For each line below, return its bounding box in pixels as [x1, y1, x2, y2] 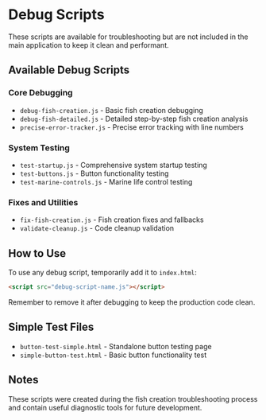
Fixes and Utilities [8, 196, 79, 208]
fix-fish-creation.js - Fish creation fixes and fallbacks [19, 215, 204, 224]
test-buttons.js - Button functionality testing [19, 169, 169, 178]
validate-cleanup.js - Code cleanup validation [19, 224, 175, 233]
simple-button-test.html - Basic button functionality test [19, 350, 207, 360]
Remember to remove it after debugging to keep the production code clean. [8, 297, 256, 307]
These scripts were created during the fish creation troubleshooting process [8, 394, 258, 403]
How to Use [8, 247, 67, 260]
